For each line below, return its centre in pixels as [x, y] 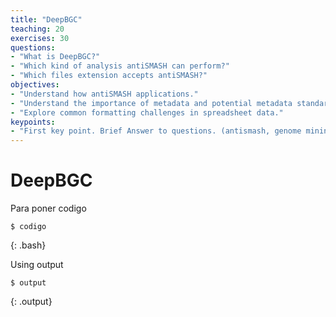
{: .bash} [28, 245]
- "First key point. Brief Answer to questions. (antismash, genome [156, 131]
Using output [37, 265]
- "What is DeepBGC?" [55, 57]
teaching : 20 [37, 29]
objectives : [35, 85]
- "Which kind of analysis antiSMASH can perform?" [120, 66]
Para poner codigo [48, 208]
